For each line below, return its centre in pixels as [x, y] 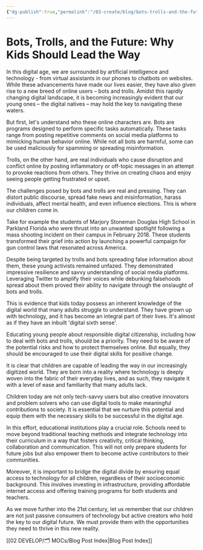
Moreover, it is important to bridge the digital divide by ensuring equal [93, 471]
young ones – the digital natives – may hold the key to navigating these [94, 104]
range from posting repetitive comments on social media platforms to [92, 135]
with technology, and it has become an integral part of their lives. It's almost [101, 316]
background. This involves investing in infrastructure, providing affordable [98, 484]
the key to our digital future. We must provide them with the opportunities [98, 521]
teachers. [18, 497]
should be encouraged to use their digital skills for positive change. [90, 354]
